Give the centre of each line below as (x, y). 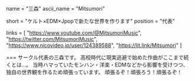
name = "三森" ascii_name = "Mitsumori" (55, 9)
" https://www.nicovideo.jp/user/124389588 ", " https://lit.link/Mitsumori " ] (94, 45)
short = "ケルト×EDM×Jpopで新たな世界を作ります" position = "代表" (91, 21)
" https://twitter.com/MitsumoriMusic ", (52, 39)
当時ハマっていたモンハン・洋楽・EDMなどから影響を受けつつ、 (110, 65)
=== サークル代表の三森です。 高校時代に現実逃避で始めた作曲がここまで (95, 57)
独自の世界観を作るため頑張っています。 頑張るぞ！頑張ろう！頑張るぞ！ (94, 72)
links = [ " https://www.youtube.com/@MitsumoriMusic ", (74, 33)
